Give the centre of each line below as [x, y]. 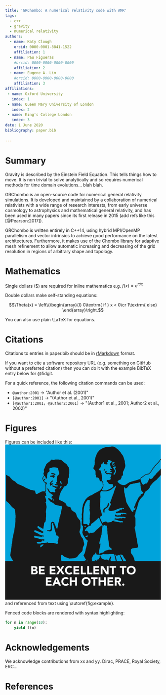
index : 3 [21, 120]
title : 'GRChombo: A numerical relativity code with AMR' [66, 10]
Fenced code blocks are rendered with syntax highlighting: [65, 613]
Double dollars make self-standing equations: [51, 295]
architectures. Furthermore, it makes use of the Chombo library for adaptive [82, 241]
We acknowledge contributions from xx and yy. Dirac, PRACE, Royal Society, [83, 661]
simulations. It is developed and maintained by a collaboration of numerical [81, 200]
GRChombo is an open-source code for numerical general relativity [73, 194]
